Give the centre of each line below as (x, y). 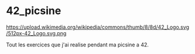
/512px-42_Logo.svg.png (36, 33)
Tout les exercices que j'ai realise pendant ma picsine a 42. (78, 45)
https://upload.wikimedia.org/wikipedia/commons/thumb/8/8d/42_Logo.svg (97, 27)
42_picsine (34, 11)
